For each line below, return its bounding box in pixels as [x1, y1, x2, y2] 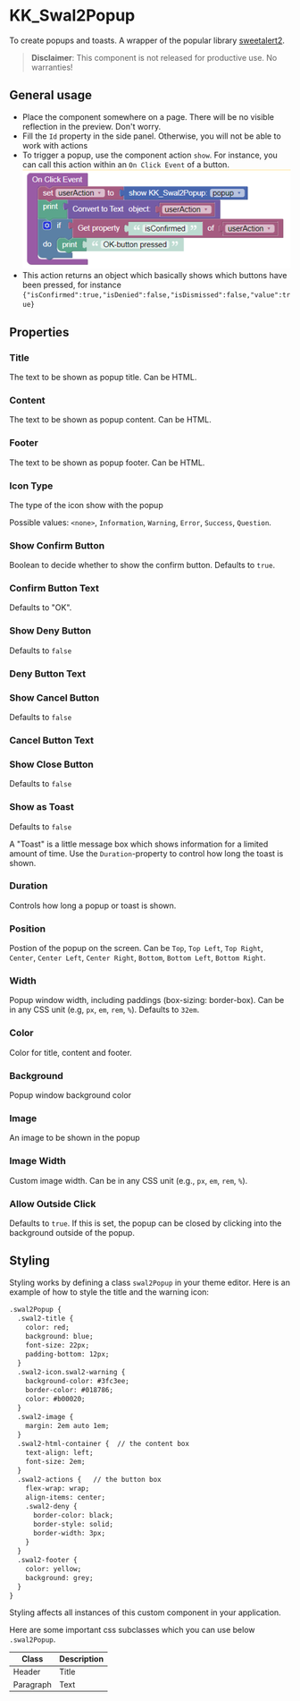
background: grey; [25, 1573, 94, 1582]
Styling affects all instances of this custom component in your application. [9, 1607, 281, 1618]
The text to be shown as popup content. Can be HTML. [9, 414, 212, 425]
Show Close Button [9, 758, 94, 770]
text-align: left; [25, 1448, 94, 1457]
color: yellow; [25, 1564, 82, 1573]
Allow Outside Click [9, 1197, 96, 1210]
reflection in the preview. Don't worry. [21, 121, 162, 132]
